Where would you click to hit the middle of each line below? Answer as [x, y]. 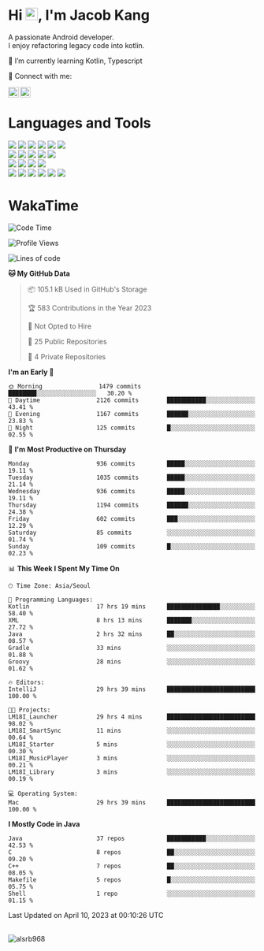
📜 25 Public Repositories [67, 341]
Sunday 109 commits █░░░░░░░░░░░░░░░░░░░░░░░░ [132, 546]
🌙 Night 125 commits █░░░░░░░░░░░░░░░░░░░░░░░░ [132, 428]
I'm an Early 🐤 [31, 372]
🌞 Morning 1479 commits [75, 386]
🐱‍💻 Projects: [30, 710]
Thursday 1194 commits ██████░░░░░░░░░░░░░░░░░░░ [132, 505]
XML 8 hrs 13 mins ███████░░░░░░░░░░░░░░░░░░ [132, 620]
